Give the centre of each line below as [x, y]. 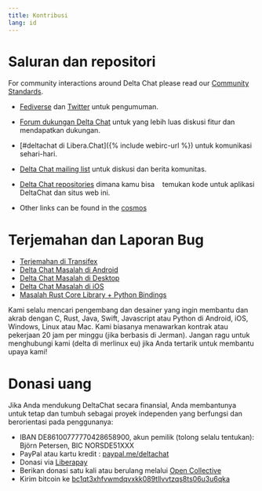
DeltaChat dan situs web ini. [65, 192]
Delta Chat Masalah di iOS [62, 287]
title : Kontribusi [38, 15]
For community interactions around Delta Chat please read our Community [129, 83]
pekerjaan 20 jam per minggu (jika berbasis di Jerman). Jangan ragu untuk [129, 335]
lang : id [22, 23]
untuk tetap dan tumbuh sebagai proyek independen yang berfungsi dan [126, 414]
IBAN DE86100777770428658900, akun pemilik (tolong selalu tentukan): [137, 438]
